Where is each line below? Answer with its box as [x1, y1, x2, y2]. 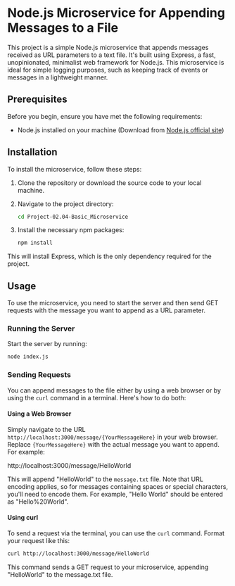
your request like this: [7, 537, 70, 544]
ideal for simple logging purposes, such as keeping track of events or [7, 65, 209, 74]
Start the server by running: [7, 340, 87, 348]
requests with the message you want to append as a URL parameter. [7, 306, 206, 314]
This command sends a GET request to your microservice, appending [7, 563, 209, 571]
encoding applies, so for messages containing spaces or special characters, [7, 482, 229, 490]
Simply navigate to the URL [7, 425, 86, 433]
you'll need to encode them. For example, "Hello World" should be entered [7, 490, 224, 498]
